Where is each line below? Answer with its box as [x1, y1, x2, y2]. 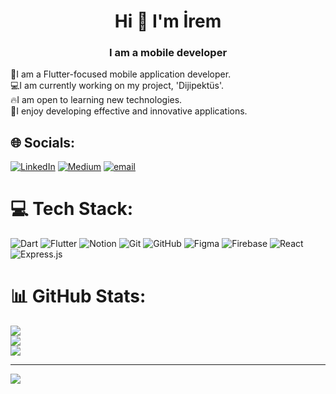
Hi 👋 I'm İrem [114, 10, 222, 33]
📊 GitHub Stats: [10, 285, 147, 308]
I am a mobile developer [108, 46, 228, 60]
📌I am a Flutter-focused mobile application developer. [10, 68, 232, 80]
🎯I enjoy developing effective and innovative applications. [10, 105, 248, 117]
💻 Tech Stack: [10, 198, 134, 220]
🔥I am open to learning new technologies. [10, 94, 183, 106]
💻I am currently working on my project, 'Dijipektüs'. [10, 80, 224, 92]
